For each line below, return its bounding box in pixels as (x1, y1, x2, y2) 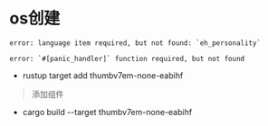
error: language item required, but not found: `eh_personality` (9, 38, 261, 48)
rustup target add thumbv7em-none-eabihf (22, 69, 184, 81)
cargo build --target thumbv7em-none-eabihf (22, 106, 193, 117)
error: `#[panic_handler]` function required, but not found (9, 54, 245, 63)
